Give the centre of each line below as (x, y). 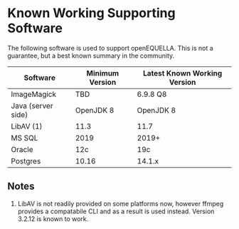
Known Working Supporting (91, 13)
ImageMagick (34, 94)
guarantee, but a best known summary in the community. (91, 56)
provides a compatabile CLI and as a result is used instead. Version (116, 211)
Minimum (103, 73)
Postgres (26, 161)
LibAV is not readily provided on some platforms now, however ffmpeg (121, 203)
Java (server (32, 106)
